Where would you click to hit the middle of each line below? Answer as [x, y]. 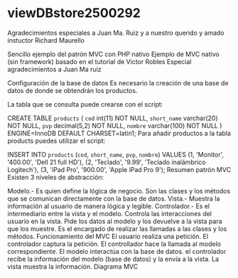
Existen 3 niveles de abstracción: [56, 177]
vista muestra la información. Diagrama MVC [73, 266]
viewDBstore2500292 [74, 13]
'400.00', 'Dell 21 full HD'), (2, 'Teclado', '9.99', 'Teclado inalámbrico [107, 162]
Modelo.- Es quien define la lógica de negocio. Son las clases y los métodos [119, 191]
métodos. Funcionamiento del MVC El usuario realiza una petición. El [108, 236]
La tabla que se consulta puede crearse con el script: [85, 104]
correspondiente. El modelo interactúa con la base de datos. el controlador [117, 251]
